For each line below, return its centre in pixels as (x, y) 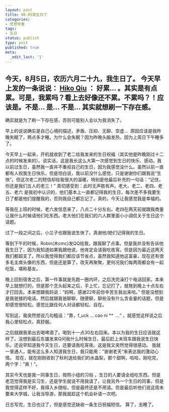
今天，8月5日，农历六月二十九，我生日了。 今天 (80, 79)
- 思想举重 (15, 24)
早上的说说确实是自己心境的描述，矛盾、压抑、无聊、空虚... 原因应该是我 (81, 131)
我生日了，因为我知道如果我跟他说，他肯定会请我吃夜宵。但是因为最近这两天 (84, 250)
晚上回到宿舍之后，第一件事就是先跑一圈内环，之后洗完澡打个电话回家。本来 (84, 280)
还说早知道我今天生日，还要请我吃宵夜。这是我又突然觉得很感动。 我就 (87, 345)
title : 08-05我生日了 (26, 15)
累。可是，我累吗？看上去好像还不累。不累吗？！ (81, 97)
